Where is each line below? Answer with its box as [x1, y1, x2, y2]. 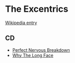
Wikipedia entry [5, 20, 37, 26]
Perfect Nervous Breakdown [12, 47, 70, 53]
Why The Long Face [12, 52, 53, 58]
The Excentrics [5, 3, 69, 15]
